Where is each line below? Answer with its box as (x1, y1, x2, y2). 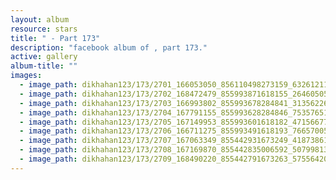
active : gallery (10, 52, 78, 62)
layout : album (10, 14, 70, 25)
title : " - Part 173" (10, 33, 101, 43)
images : (10, 71, 43, 81)
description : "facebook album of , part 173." (10, 42, 208, 53)
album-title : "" (10, 61, 78, 71)
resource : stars (10, 24, 78, 34)
